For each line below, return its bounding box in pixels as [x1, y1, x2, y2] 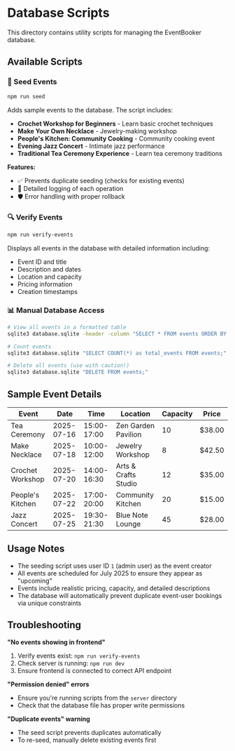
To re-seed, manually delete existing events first [17, 736, 157, 744]
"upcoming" [17, 576, 52, 585]
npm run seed [7, 93, 45, 100]
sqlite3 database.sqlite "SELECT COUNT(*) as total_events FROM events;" [7, 350, 227, 357]
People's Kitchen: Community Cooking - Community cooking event [17, 134, 215, 142]
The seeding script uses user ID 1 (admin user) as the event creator [17, 561, 212, 570]
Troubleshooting [7, 619, 82, 631]
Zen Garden [115, 421, 155, 431]
